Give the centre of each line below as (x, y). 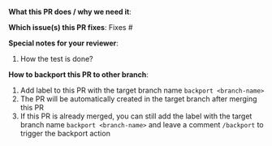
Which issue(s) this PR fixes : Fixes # (71, 27)
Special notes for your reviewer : (64, 43)
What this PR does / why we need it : (70, 12)
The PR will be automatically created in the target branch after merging (138, 99)
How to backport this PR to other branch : (78, 75)
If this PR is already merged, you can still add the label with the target (136, 116)
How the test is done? (56, 59)
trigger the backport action (65, 133)
